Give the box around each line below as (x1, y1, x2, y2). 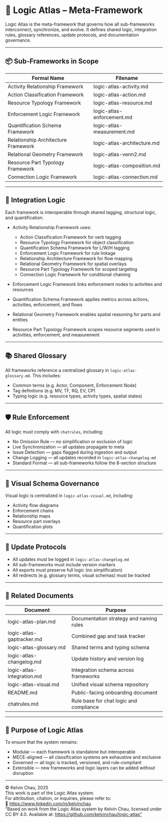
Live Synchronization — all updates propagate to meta (12, 444, 124, 450)
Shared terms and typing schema (71, 644, 150, 651)
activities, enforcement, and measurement (12, 332, 100, 338)
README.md (7, 689, 37, 696)
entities (12, 317, 28, 323)
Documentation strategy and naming (71, 615, 157, 622)
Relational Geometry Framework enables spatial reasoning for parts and (12, 311, 161, 317)
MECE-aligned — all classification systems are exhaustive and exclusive (12, 754, 161, 760)
